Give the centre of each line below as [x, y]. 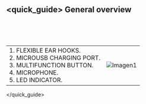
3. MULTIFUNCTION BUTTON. [51, 65]
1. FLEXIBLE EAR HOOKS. [45, 50]
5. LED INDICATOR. [36, 80]
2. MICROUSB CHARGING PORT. [55, 57]
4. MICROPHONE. [34, 72]
